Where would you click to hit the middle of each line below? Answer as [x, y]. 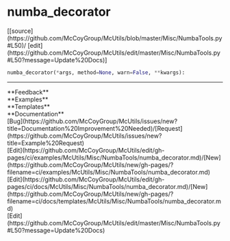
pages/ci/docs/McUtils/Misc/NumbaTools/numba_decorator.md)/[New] [107, 186]
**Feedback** [28, 92]
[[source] [20, 31]
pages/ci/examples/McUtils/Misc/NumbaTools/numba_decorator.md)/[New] [114, 157]
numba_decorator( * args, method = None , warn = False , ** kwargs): [96, 73]
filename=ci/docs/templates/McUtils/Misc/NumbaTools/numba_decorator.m [114, 201]
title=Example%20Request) [46, 143]
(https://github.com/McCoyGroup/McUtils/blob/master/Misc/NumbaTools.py [115, 38]
